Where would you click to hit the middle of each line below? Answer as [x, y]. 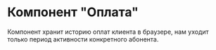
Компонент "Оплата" [73, 12]
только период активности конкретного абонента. [83, 39]
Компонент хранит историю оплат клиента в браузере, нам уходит [108, 32]
